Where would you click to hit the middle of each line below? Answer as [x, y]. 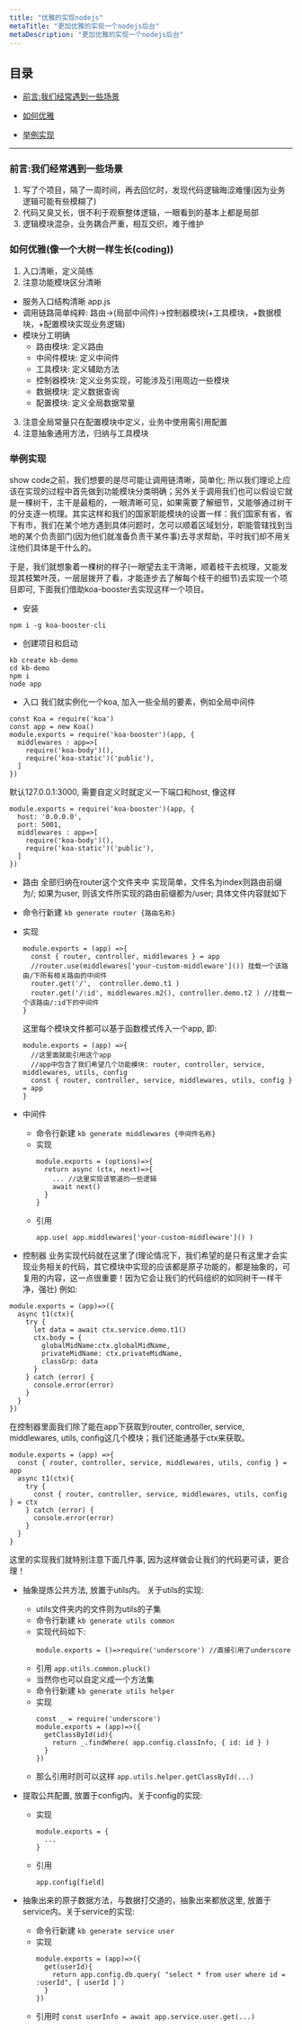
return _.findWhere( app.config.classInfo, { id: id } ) [161, 1743]
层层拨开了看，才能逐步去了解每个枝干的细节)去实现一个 [176, 578]
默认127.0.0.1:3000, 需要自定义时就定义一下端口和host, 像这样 [123, 792]
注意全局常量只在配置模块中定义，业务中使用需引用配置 [124, 422]
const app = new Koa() [52, 727]
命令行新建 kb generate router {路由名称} [99, 913]
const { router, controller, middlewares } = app [125, 957]
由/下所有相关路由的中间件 [65, 976]
